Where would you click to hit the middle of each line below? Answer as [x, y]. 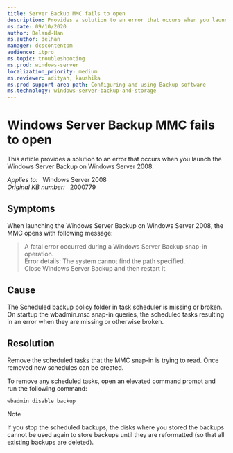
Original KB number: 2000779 [52, 187]
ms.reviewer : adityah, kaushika [54, 78]
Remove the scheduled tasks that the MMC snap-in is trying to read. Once [113, 360]
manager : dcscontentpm [40, 46]
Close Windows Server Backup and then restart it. [96, 268]
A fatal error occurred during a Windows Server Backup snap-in [115, 246]
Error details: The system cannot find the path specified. [105, 261]
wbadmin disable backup [42, 401]
